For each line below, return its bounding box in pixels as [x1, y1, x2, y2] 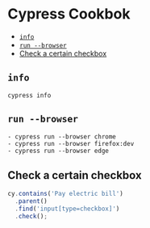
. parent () [15, 197, 48, 205]
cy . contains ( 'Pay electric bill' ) [7, 190, 124, 198]
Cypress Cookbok [7, 5, 131, 23]
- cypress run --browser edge [7, 147, 110, 155]
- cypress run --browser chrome [7, 132, 116, 141]
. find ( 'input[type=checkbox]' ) [15, 205, 120, 213]
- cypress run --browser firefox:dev [7, 139, 135, 147]
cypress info [7, 91, 52, 99]
